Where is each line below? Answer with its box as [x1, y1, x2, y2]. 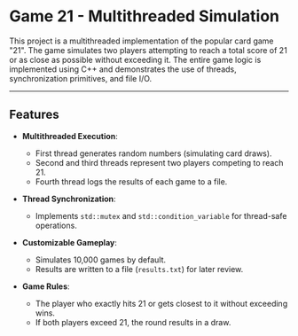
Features [9, 107, 59, 122]
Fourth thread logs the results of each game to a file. [35, 176, 228, 187]
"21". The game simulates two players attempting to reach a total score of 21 [9, 44, 288, 55]
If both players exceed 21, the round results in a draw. [35, 316, 231, 327]
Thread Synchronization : [21, 193, 117, 204]
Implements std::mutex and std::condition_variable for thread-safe [35, 210, 287, 221]
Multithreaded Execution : [21, 130, 118, 141]
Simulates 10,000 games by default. [35, 254, 167, 265]
